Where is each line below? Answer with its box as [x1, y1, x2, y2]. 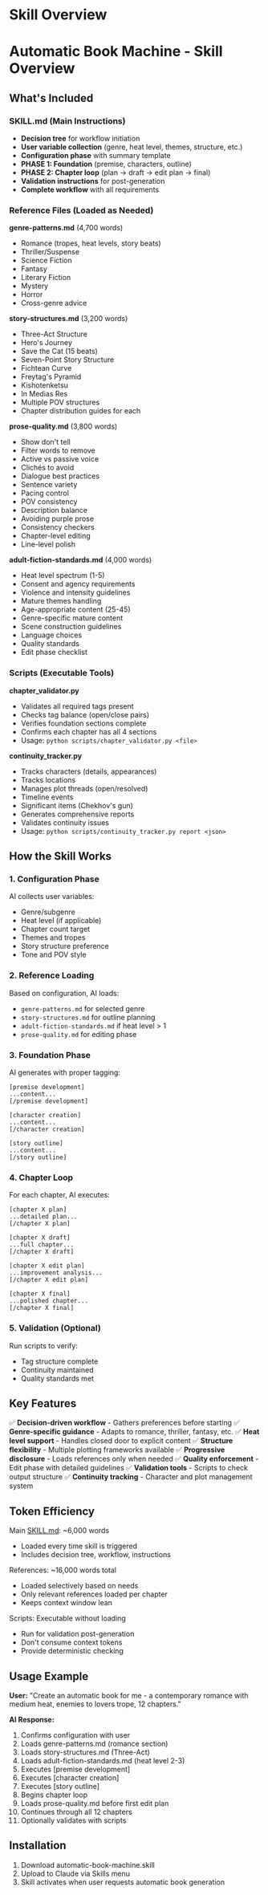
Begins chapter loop [20, 1790, 87, 1799]
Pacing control [20, 488, 69, 498]
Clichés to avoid [20, 463, 75, 473]
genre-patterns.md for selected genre [20, 1003, 145, 1013]
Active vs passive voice [20, 454, 99, 464]
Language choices [20, 630, 83, 640]
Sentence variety [20, 480, 78, 490]
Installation [9, 1839, 67, 1852]
